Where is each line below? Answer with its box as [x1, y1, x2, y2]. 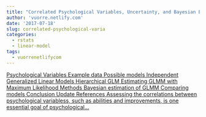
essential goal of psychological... [6, 103, 90, 110]
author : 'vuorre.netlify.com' [6, 15, 84, 21]
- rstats [12, 37, 34, 43]
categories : [6, 32, 37, 38]
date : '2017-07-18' [6, 20, 56, 26]
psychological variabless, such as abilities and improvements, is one [6, 97, 179, 104]
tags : [6, 49, 20, 55]
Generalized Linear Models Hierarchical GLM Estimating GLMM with [6, 77, 178, 85]
